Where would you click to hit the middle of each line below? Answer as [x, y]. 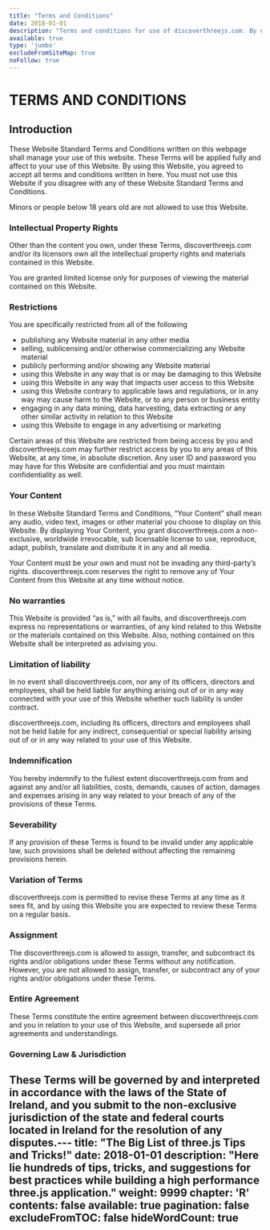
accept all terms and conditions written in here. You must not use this [123, 174]
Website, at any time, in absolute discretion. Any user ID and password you [133, 458]
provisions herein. [39, 859]
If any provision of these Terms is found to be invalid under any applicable [131, 842]
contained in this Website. [52, 262]
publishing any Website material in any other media [105, 340]
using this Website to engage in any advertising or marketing [121, 425]
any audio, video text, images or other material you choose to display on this [135, 521]
